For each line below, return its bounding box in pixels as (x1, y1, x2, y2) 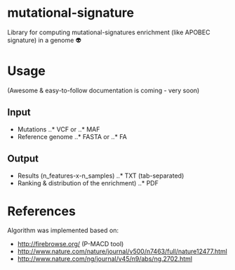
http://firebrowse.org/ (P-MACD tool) (17, 240, 124, 248)
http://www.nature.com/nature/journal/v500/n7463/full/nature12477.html (17, 247, 228, 256)
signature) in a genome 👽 (7, 36, 82, 44)
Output (7, 152, 39, 165)
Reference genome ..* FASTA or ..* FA (17, 132, 128, 141)
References (7, 203, 76, 219)
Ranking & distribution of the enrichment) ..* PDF (17, 178, 159, 187)
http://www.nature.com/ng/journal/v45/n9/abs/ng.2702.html (17, 255, 193, 263)
